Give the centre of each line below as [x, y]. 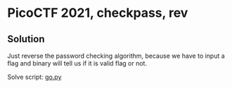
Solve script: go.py [34, 77]
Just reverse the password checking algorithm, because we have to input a [116, 56]
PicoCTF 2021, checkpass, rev [98, 13]
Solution [26, 39]
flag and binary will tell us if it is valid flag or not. [77, 63]
